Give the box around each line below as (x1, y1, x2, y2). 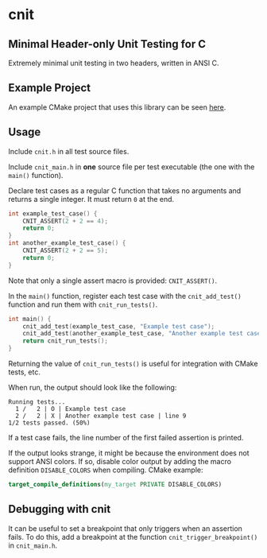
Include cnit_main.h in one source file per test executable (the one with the (8, 161, 255, 172)
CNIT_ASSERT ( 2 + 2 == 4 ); (22, 217, 109, 225)
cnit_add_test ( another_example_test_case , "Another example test (22, 330, 244, 338)
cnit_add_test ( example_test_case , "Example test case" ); (22, 322, 215, 331)
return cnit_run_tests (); (22, 337, 109, 345)
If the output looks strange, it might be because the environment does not (8, 448, 250, 458)
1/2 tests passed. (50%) (8, 419, 91, 427)
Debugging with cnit (8, 502, 111, 516)
